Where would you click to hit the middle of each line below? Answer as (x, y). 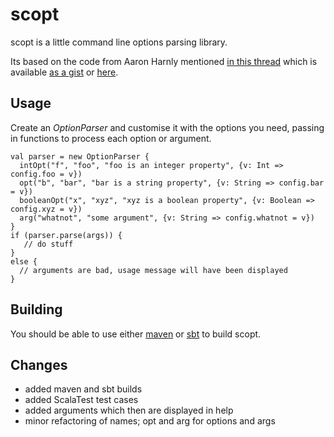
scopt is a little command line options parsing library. (119, 42)
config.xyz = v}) (46, 209)
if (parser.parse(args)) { (66, 235)
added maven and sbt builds (83, 389)
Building (36, 309)
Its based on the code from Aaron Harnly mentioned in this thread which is (164, 61)
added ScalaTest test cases (81, 400)
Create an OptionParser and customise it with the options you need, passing (167, 127)
